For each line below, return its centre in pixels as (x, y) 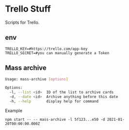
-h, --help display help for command (54, 101)
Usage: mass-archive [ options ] (37, 79)
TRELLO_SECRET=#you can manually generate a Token (57, 53)
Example (14, 111)
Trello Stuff (28, 9)
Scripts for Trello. (22, 22)
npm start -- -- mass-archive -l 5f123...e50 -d (55, 119)
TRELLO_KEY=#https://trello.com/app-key (47, 49)
